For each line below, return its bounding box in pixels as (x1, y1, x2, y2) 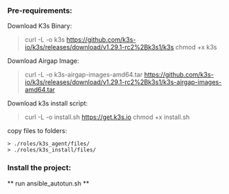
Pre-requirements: (7, 6, 73, 16)
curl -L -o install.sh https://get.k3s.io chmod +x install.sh (24, 113, 190, 122)
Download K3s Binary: (7, 22, 72, 30)
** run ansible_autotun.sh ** (7, 179, 90, 188)
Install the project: (7, 163, 71, 173)
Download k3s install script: (7, 99, 88, 108)
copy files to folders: (7, 127, 67, 135)
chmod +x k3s (175, 43, 218, 52)
